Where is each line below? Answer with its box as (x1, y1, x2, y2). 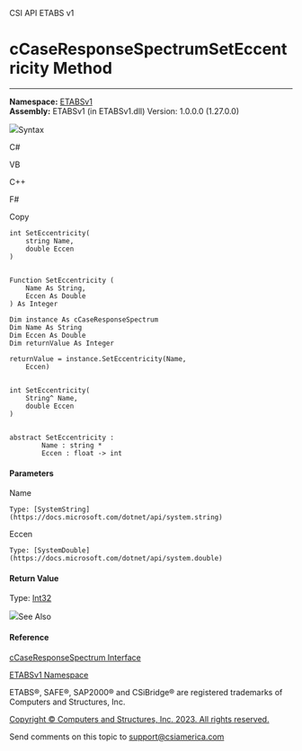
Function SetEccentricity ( (9, 276, 115, 285)
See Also (18, 611, 52, 623)
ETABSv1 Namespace (9, 669, 89, 680)
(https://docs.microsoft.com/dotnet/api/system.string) (9, 513, 223, 522)
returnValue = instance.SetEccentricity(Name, (9, 354, 187, 363)
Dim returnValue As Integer (9, 339, 115, 348)
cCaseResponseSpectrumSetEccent (9, 40, 288, 59)
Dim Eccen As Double (9, 331, 87, 340)
